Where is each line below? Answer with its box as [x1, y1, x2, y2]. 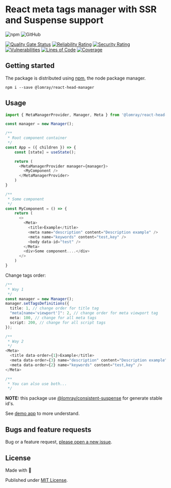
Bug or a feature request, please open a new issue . [5, 439, 112, 445]
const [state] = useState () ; [14, 150, 76, 155]
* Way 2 [7, 338, 24, 344]
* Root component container [7, 135, 67, 141]
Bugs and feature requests [5, 425, 92, 434]
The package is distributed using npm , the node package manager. [5, 75, 146, 81]
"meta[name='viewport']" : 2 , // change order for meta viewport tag [10, 310, 158, 316]
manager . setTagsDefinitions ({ [5, 301, 70, 306]
